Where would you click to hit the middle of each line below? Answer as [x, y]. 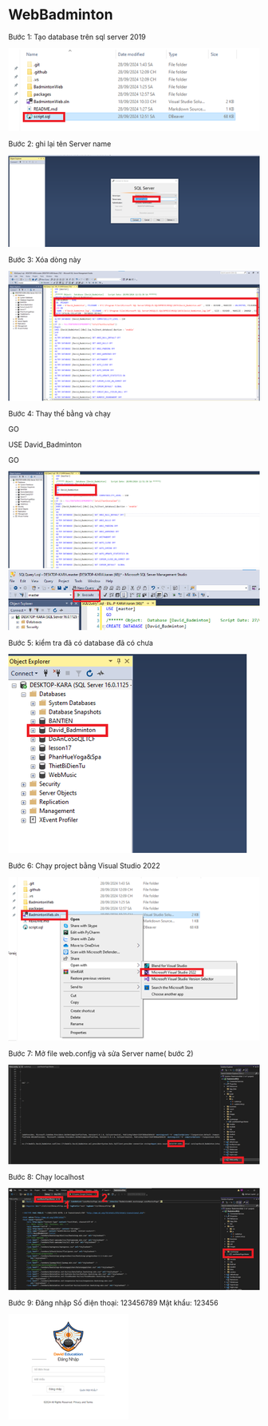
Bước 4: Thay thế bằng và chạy [60, 413]
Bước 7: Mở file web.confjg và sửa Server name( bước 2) [101, 1054]
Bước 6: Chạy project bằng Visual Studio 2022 [85, 866]
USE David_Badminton [45, 444]
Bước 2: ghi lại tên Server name [60, 143]
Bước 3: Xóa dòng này [45, 259]
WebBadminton [61, 15]
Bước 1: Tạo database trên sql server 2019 [77, 37]
